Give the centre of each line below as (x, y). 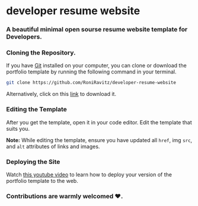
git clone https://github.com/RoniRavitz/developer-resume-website (91, 83)
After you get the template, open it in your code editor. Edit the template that (99, 122)
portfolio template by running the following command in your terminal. (91, 72)
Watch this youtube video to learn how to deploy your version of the (89, 174)
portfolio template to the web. (42, 181)
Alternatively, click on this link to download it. (61, 94)
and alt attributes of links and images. (53, 146)
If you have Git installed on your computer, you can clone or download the (96, 66)
